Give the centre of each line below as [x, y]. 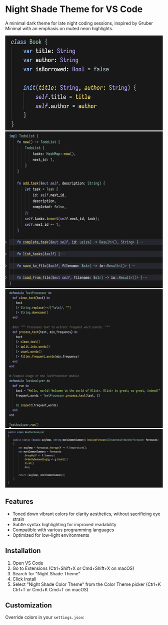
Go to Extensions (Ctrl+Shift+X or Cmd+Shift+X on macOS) [73, 568]
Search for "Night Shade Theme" [46, 573]
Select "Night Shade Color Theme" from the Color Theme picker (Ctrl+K [86, 584]
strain [18, 519]
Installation [23, 551]
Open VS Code [28, 563]
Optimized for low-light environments [51, 535]
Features [19, 502]
